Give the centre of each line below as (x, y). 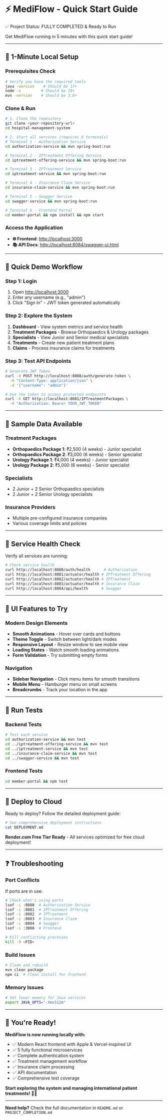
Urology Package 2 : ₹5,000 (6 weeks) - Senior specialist (71, 465)
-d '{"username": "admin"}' (39, 385)
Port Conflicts (22, 880)
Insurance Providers (30, 507)
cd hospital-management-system (38, 128)
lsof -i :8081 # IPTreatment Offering (47, 910)
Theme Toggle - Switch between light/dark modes (64, 639)
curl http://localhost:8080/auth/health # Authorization (71, 570)
